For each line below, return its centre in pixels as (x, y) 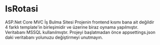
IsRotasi (22, 9)
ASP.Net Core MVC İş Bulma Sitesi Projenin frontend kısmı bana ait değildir (80, 22)
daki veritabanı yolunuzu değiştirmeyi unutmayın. (54, 37)
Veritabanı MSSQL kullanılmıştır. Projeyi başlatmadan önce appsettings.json (80, 32)
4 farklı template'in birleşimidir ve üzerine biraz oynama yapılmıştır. (72, 27)
